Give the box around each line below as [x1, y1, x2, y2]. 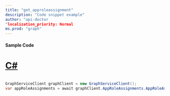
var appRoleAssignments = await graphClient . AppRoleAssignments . [5, 86, 146, 91]
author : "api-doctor [5, 17, 49, 22]
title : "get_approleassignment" [5, 7, 73, 13]
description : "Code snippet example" [5, 12, 85, 17]
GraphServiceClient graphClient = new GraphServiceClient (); [5, 81, 137, 86]
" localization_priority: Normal [5, 21, 73, 27]
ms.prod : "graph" [5, 26, 42, 31]
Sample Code [5, 42, 34, 48]
